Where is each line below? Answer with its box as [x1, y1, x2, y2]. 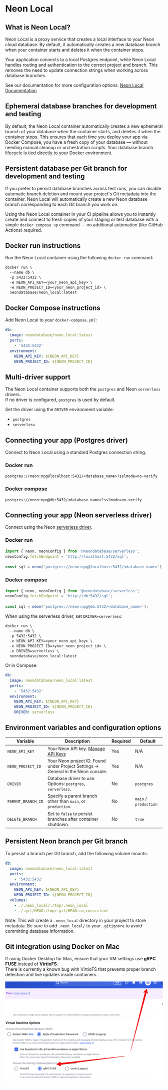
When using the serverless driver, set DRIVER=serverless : [5, 613, 123, 619]
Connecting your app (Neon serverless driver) [5, 511, 152, 519]
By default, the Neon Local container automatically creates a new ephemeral [5, 123, 163, 129]
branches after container [47, 816, 98, 822]
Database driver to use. [47, 776, 96, 782]
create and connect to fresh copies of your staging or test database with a [5, 216, 158, 222]
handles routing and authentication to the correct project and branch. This [5, 62, 158, 68]
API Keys [47, 751, 66, 757]
